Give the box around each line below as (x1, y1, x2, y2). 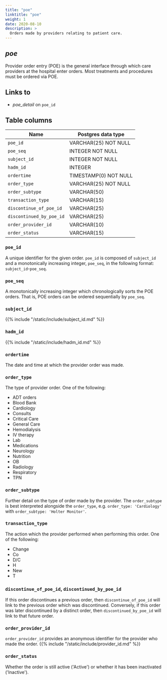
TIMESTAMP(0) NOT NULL (69, 172, 133, 179)
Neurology (12, 448, 35, 454)
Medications (12, 443, 39, 449)
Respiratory (12, 469, 37, 475)
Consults (12, 411, 31, 417)
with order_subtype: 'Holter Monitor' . (5, 508, 87, 514)
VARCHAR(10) (69, 221, 104, 228)
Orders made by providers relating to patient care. (10, 31, 123, 36)
